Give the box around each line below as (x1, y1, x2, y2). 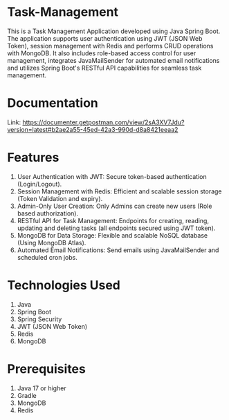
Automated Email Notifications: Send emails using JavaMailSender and (17, 246, 219, 254)
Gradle (17, 391, 37, 399)
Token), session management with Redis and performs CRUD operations (7, 41, 214, 50)
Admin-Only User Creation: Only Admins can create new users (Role (17, 202, 212, 210)
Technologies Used (7, 278, 121, 293)
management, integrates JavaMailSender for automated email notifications (7, 56, 220, 64)
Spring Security (17, 315, 62, 323)
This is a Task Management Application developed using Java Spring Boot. (7, 27, 221, 35)
